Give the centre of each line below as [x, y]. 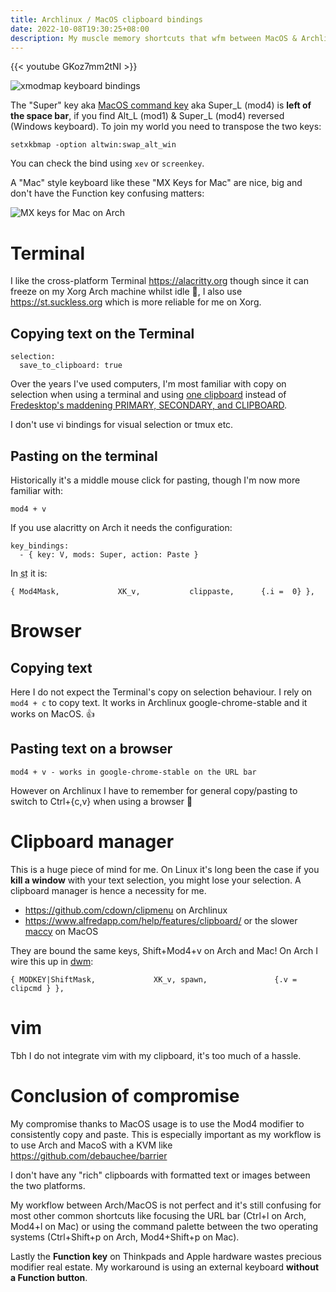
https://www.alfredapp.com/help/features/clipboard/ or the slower [161, 920]
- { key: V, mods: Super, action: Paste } [109, 554]
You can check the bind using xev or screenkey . [107, 163]
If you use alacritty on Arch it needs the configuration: [121, 527]
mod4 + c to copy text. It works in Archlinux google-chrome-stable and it [159, 702]
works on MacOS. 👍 [52, 713]
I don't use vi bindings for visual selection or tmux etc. [122, 425]
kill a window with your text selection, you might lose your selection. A [156, 880]
